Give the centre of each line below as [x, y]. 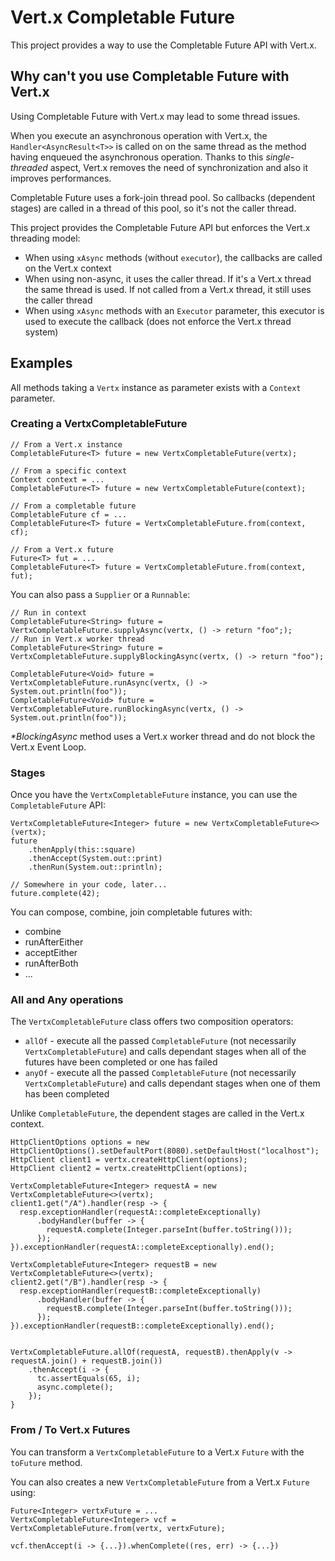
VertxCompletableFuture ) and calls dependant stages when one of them [172, 1083]
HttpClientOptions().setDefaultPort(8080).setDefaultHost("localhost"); [165, 1151]
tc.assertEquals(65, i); [88, 1379]
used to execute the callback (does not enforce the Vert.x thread [158, 321]
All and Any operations [67, 1000]
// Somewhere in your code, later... [89, 885]
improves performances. [61, 178]
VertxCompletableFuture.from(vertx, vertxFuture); [118, 1528]
